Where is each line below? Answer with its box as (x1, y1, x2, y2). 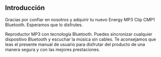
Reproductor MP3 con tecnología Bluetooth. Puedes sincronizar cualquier (5, 31, 153, 37)
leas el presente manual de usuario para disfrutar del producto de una (5, 41, 145, 47)
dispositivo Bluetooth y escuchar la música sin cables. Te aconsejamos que (5, 36, 157, 42)
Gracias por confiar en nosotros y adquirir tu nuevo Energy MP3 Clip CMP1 (5, 16, 155, 22)
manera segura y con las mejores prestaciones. (5, 46, 101, 52)
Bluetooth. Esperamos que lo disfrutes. (5, 22, 83, 28)
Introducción (5, 4, 45, 12)
